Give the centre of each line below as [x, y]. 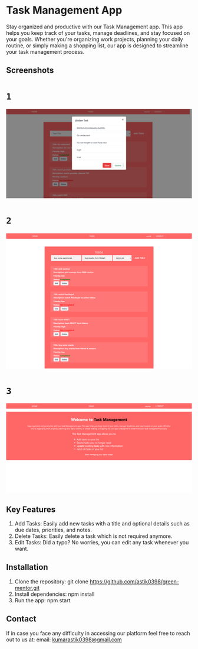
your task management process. [45, 51]
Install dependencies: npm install [55, 594]
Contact [21, 619]
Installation [27, 567]
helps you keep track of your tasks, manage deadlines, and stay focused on [98, 33]
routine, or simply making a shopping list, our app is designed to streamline [97, 46]
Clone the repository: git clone [51, 581]
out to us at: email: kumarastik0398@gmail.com [64, 640]
